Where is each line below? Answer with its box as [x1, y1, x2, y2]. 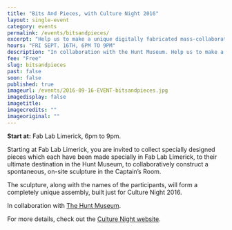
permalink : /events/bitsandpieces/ [7, 29, 110, 37]
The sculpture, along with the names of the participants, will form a [7, 180, 198, 189]
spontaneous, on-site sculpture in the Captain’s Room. [7, 167, 162, 175]
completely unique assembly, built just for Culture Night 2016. [7, 188, 182, 196]
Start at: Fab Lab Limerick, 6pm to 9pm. [7, 132, 122, 140]
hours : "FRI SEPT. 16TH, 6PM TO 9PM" [7, 42, 116, 49]
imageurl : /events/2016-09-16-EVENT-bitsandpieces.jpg [7, 87, 168, 94]
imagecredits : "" [7, 106, 57, 113]
